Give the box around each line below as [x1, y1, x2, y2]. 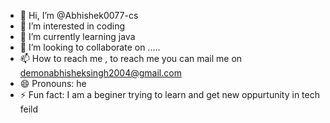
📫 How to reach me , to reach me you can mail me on [19, 53, 243, 64]
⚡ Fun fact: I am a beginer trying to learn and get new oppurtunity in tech [19, 89, 320, 100]
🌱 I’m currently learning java [19, 31, 136, 42]
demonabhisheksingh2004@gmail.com [19, 67, 182, 79]
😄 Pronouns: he [19, 78, 87, 89]
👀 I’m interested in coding [19, 20, 126, 32]
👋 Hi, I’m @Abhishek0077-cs [19, 10, 139, 21]
